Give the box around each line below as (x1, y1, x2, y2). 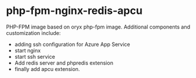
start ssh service (14, 53, 56, 60)
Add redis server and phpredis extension (14, 59, 113, 66)
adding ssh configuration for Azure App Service (14, 41, 130, 48)
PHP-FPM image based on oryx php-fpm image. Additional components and (6, 23, 191, 30)
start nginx (14, 47, 41, 54)
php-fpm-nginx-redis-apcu (6, 4, 143, 17)
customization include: (6, 29, 61, 36)
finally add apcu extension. (14, 65, 80, 72)
